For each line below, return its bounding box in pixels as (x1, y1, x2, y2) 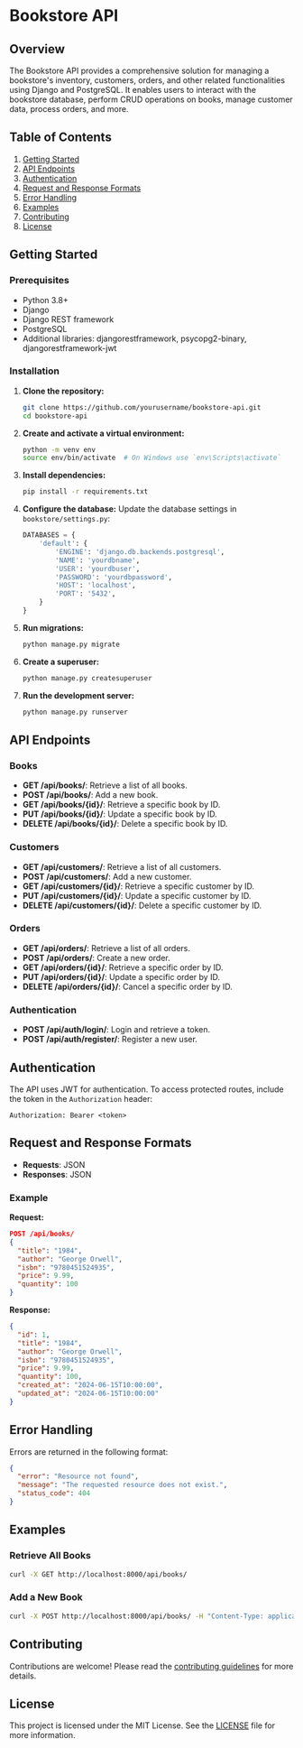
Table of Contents (9, 130, 113, 145)
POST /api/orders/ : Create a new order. (22, 952, 171, 963)
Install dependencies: (22, 470, 106, 481)
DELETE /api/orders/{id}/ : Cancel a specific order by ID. (22, 981, 233, 992)
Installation (9, 365, 60, 377)
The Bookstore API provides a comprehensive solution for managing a (9, 65, 270, 76)
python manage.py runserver (22, 708, 128, 717)
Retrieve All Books (9, 1549, 92, 1562)
